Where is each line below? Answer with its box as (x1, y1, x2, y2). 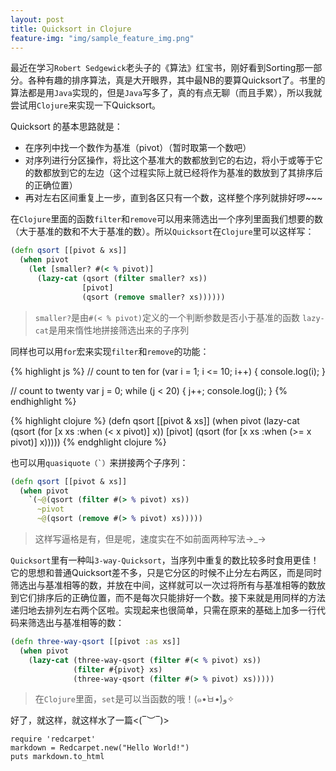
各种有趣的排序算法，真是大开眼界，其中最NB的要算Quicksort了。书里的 (27, 74, 326, 86)
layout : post (10, 14, 65, 25)
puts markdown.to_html (10, 752, 105, 762)
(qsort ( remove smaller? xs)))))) (81, 292, 226, 302)
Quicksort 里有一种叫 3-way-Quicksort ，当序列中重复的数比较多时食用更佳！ (10, 554, 320, 566)
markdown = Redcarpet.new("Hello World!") (10, 743, 190, 753)
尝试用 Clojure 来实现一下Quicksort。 (10, 99, 162, 111)
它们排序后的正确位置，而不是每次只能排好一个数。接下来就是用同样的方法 (18, 592, 326, 603)
